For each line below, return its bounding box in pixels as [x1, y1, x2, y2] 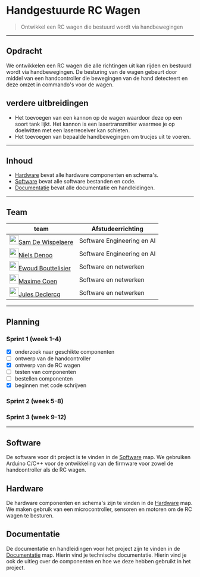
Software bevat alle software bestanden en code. [14, 178, 136, 185]
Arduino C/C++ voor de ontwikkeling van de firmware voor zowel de [6, 460, 174, 467]
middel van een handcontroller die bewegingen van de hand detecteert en [6, 74, 188, 82]
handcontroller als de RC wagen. [6, 466, 86, 473]
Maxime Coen [18, 277, 58, 286]
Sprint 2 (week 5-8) [6, 397, 64, 406]
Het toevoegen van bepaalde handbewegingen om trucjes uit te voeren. [14, 133, 191, 140]
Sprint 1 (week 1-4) [6, 335, 61, 343]
